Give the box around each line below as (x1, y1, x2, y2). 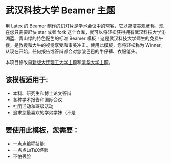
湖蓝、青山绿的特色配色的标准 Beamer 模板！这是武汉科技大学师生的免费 (5, 35, 159, 42)
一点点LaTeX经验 (12, 147, 49, 153)
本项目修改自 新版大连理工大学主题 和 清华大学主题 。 (5, 59, 113, 65)
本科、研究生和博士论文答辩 (12, 90, 72, 96)
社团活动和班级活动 (12, 103, 54, 109)
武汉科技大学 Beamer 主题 (5, 5, 115, 16)
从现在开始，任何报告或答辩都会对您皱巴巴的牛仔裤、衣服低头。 (5, 48, 140, 54)
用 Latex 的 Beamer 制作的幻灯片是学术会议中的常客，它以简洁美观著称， (5, 23, 160, 29)
